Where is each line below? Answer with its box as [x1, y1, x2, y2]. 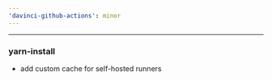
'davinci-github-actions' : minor [8, 11, 121, 20]
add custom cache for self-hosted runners [19, 63, 162, 73]
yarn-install [8, 46, 56, 57]
